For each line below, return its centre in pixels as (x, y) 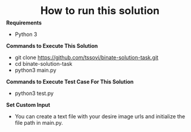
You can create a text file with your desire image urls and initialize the (100, 116)
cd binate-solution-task (43, 64)
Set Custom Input (28, 105)
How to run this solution (100, 10)
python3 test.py (34, 93)
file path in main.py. (39, 123)
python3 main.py (35, 70)
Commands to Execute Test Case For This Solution (70, 82)
